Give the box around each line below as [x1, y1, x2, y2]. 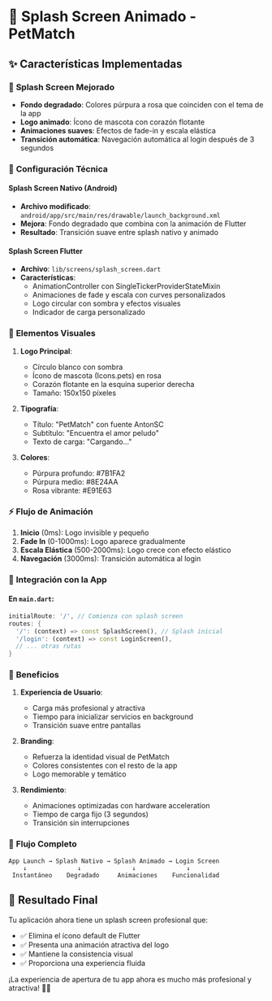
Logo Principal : [19, 346, 73, 356]
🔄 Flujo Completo [8, 838, 77, 850]
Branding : [19, 736, 54, 746]
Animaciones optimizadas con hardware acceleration [32, 801, 210, 811]
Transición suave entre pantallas [32, 720, 141, 730]
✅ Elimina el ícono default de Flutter [19, 930, 140, 940]
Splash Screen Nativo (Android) [8, 183, 118, 194]
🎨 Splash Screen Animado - [8, 7, 196, 26]
